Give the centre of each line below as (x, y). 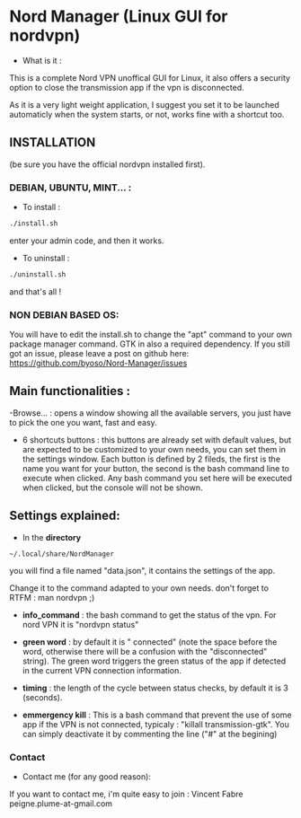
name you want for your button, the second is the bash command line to (156, 468)
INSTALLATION (53, 142)
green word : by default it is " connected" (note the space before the (150, 642)
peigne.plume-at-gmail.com (61, 804)
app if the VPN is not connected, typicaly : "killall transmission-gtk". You (155, 724)
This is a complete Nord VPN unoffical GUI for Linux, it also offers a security (150, 77)
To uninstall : (46, 258)
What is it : (42, 60)
